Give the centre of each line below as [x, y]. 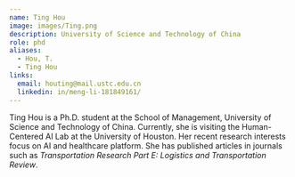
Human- [257, 126]
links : [21, 76]
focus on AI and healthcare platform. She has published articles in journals [146, 145]
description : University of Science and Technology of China [125, 34]
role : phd [28, 42]
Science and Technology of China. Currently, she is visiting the [125, 126]
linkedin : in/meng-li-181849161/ [79, 92]
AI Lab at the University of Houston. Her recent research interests [166, 136]
